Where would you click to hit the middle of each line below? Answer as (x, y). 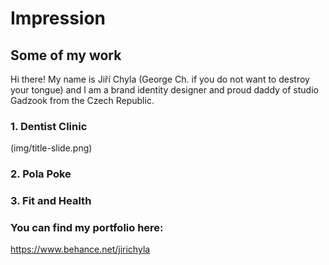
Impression (58, 18)
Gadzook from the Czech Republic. (82, 100)
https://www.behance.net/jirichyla (80, 249)
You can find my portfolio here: (87, 228)
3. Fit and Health (51, 201)
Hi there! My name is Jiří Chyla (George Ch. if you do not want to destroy (160, 79)
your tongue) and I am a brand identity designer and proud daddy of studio (164, 90)
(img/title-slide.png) (51, 148)
